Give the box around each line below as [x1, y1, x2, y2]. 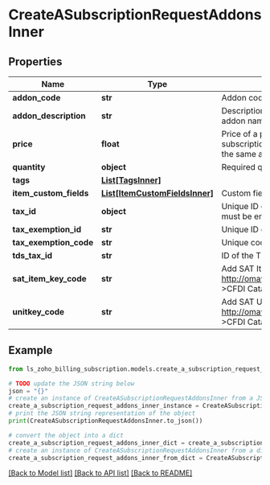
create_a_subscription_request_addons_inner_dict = [8, 438, 185, 447]
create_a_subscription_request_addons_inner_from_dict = [8, 454, 203, 462]
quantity [12, 162, 46, 172]
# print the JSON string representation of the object [8, 409, 196, 417]
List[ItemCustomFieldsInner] [100, 187, 215, 199]
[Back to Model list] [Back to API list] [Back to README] [8, 468, 193, 478]
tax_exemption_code [12, 237, 94, 248]
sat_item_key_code [12, 273, 87, 284]
